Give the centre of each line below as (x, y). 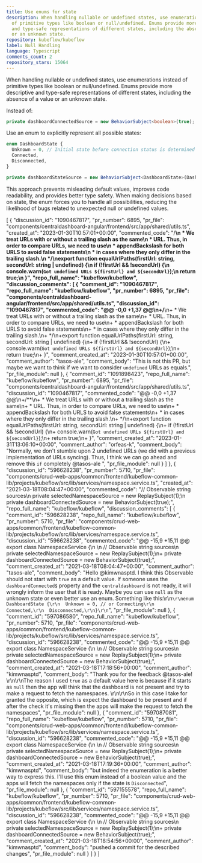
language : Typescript (33, 51)
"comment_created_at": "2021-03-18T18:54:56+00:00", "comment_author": (100, 841)
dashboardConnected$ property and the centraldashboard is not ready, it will (99, 585)
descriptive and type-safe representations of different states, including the (99, 92)
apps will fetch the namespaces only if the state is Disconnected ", (87, 783)
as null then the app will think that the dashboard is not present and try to (98, 687)
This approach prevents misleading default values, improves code (88, 189)
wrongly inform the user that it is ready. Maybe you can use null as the (94, 591)
